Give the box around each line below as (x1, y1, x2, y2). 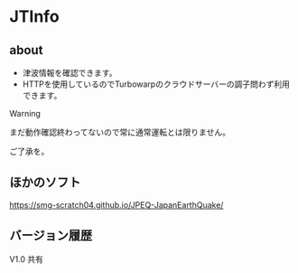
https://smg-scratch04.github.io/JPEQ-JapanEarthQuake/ (9, 199, 224, 210)
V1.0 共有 (9, 253, 43, 264)
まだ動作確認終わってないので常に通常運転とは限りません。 (9, 127, 230, 137)
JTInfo (9, 6, 61, 27)
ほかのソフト (9, 174, 81, 191)
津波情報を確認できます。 (22, 68, 117, 78)
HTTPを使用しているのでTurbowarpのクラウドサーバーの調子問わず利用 (22, 79, 291, 89)
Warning (9, 108, 41, 118)
